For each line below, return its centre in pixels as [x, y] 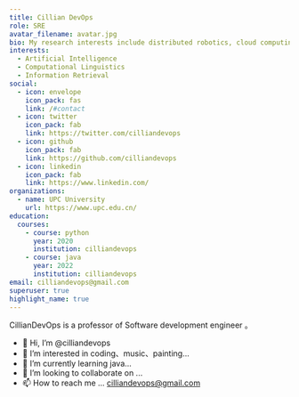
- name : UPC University [61, 200]
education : [29, 216]
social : [24, 84]
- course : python [57, 232]
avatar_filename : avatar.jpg [63, 34]
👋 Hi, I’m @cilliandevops [66, 343]
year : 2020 [53, 241]
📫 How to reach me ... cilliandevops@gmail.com [111, 383]
